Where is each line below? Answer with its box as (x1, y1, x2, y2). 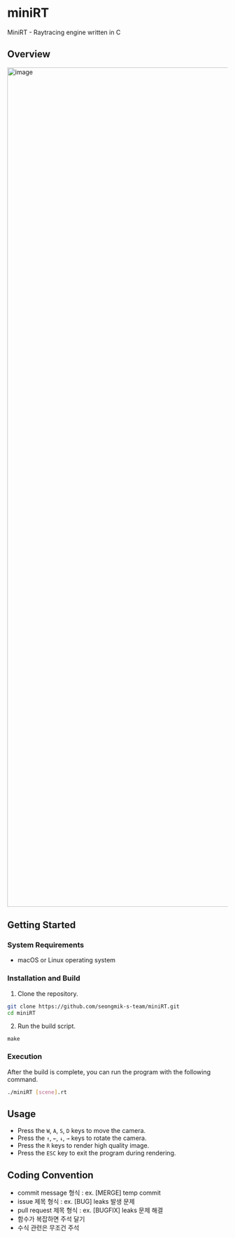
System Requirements (7, 940, 85, 950)
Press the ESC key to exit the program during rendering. (17, 1149, 176, 1158)
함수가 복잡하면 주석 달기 (17, 1215, 85, 1223)
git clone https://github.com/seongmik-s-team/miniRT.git (7, 1003, 180, 1010)
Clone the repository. (17, 989, 78, 998)
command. (7, 1075, 38, 1083)
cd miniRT (7, 1009, 36, 1016)
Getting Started (7, 919, 76, 931)
